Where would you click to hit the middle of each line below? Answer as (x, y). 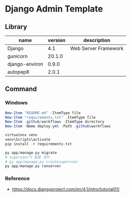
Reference (17, 179)
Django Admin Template (54, 9)
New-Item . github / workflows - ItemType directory (55, 122)
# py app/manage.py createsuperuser (42, 162)
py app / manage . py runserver (33, 166)
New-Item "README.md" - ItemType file (43, 113)
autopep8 (19, 72)
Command (21, 89)
